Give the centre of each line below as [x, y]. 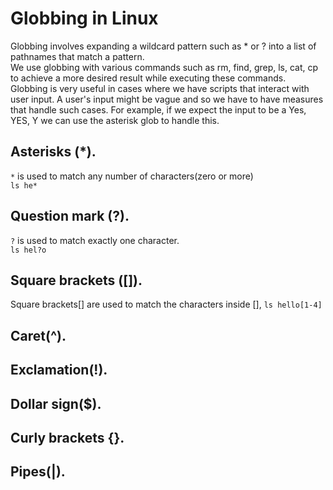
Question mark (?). [70, 216]
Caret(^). [38, 335]
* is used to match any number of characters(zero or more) [132, 176]
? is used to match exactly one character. [95, 240]
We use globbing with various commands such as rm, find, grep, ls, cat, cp [164, 67]
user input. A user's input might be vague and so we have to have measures [167, 99]
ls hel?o [28, 250]
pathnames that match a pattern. [77, 56]
